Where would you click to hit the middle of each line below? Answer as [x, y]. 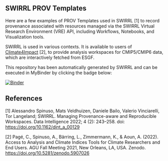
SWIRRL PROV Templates [46, 8]
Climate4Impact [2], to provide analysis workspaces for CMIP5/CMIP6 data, [84, 52]
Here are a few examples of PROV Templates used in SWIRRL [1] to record [82, 20]
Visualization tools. [25, 37]
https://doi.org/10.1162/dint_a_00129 [43, 127]
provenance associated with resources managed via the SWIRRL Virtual [80, 26]
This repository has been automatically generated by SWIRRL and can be [81, 67]
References [24, 99]
